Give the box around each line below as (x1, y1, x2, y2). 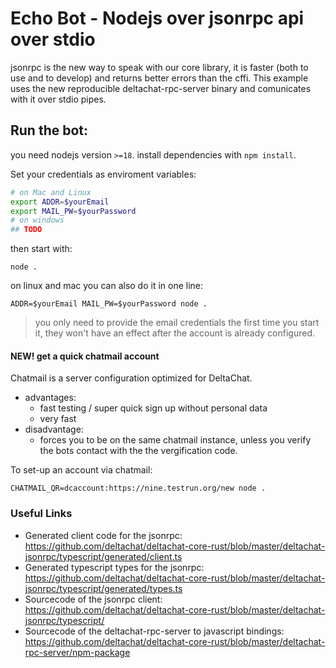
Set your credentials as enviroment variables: (10, 168, 197, 180)
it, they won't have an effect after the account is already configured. (34, 327, 315, 339)
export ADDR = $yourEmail (10, 197, 110, 207)
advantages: (24, 392, 77, 404)
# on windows (10, 215, 65, 226)
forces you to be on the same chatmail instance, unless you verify (39, 434, 312, 446)
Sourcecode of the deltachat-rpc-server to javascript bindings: (24, 625, 285, 637)
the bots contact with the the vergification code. (39, 445, 238, 457)
